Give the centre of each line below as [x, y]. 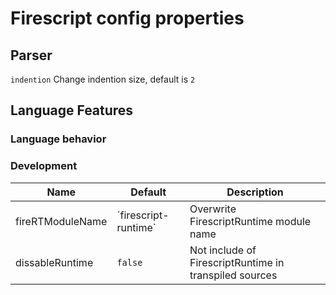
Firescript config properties [127, 18]
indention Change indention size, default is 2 [103, 79]
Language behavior [58, 139]
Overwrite [213, 209]
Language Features [72, 110]
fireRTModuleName [61, 221]
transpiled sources [233, 275]
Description [255, 192]
